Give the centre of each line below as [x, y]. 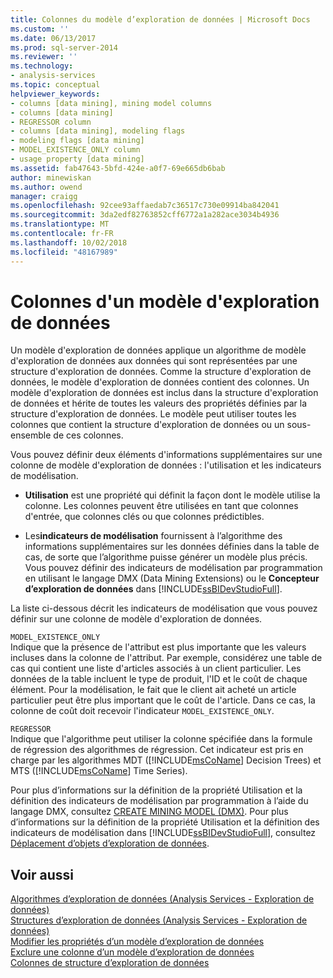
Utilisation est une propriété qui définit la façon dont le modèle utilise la [172, 495]
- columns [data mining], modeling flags [98, 131]
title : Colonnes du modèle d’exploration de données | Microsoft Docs [160, 19]
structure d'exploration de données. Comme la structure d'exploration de [161, 372]
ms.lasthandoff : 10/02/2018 [69, 242]
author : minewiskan [51, 177]
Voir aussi [42, 874]
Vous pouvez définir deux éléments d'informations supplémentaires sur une [166, 455]
